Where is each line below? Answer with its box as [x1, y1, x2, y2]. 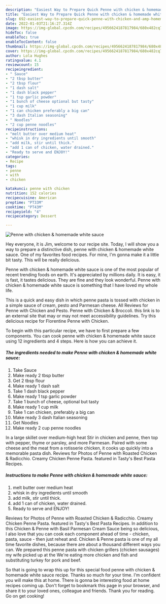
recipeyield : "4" [5, 209, 41, 214]
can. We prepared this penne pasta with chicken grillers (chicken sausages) [5, 547, 160, 553]
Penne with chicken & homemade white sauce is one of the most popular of [5, 266, 159, 272]
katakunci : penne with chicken [5, 186, 70, 191]
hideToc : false [5, 30, 37, 35]
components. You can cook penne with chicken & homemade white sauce [5, 333, 156, 339]
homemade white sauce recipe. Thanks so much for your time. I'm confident [5, 572, 161, 578]
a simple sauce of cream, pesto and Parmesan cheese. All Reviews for [5, 302, 148, 308]
